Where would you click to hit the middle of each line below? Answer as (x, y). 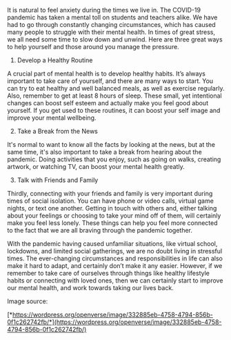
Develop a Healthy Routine (55, 60)
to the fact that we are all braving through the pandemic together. (100, 230)
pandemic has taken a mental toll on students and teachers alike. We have (112, 17)
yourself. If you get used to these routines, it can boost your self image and (114, 110)
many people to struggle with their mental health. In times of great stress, (111, 32)
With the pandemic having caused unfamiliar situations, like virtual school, (112, 244)
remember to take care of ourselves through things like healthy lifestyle (109, 273)
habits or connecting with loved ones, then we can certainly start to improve (115, 280)
